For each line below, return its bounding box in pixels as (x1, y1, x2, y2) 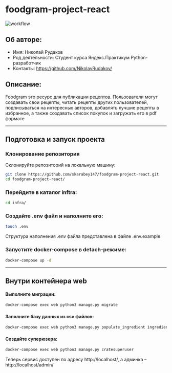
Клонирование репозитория (5, 150, 80, 157)
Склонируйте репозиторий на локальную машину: (5, 162, 116, 168)
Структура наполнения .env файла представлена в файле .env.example (5, 233, 161, 239)
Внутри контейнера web (5, 276, 87, 285)
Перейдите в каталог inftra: (5, 188, 77, 195)
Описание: (5, 80, 42, 89)
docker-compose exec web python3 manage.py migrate (5, 302, 118, 308)
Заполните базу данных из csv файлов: (5, 313, 94, 319)
